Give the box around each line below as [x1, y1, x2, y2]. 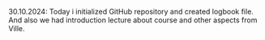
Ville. [8, 24, 26, 33]
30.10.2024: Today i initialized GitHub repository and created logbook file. [8, 7, 254, 16]
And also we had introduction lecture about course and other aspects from [8, 15, 258, 25]
